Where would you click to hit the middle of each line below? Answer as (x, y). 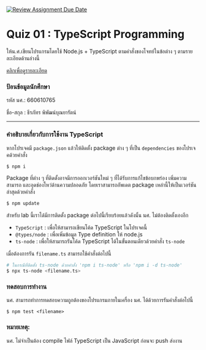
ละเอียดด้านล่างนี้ (23, 58)
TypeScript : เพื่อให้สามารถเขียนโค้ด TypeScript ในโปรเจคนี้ (81, 228)
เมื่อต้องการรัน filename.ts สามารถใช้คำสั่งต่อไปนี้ (59, 254)
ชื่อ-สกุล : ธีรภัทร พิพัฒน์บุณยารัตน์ (41, 112)
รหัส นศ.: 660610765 (31, 100)
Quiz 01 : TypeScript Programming (96, 34)
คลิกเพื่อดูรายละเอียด (27, 70)
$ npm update (23, 204)
